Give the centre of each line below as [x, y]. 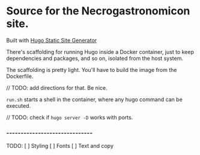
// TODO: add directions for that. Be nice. [57, 87]
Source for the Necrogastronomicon [98, 11]
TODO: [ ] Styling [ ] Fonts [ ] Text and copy [60, 146]
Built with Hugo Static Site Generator [52, 40]
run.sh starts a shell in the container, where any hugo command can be [95, 99]
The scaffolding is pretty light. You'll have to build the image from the [92, 69]
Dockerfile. [20, 76]
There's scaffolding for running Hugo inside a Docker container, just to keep [100, 51]
